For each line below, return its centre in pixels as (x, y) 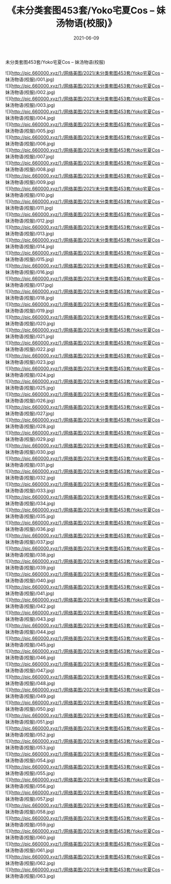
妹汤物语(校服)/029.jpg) (30, 439)
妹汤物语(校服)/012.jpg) (30, 220)
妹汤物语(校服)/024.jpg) (30, 375)
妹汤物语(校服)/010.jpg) (30, 195)
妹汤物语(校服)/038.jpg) (30, 555)
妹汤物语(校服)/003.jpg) (30, 105)
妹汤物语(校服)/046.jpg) (30, 657)
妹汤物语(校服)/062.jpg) (30, 863)
